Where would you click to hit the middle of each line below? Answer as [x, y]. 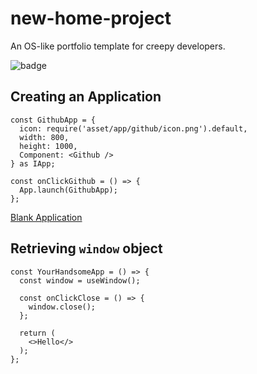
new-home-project [91, 18]
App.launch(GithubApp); [68, 190]
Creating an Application [86, 97]
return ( [37, 333]
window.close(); [62, 307]
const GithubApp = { [53, 120]
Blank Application [46, 217]
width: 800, [44, 137]
